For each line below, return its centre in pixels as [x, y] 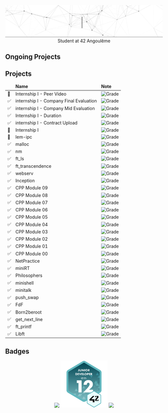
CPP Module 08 [32, 195]
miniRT [22, 268]
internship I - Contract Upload [46, 123]
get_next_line [29, 319]
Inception [25, 181]
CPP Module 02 [32, 239]
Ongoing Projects [33, 57]
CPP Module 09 [32, 188]
